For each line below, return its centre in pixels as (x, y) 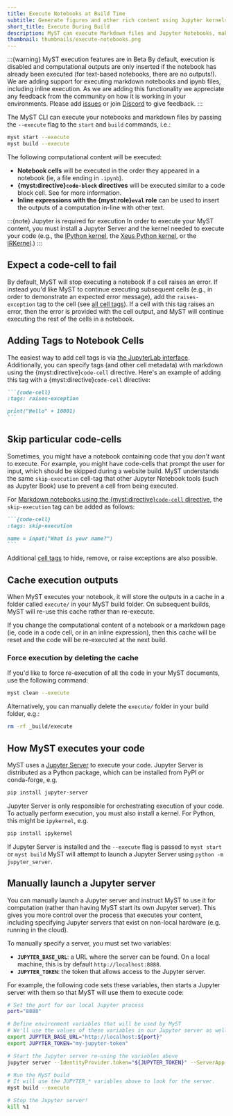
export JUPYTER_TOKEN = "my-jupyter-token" (68, 1043)
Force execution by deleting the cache (73, 658)
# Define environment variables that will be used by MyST (94, 1024)
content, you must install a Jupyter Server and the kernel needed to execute (116, 228)
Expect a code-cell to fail (62, 265)
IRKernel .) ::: (25, 243)
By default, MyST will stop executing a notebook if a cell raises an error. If (113, 282)
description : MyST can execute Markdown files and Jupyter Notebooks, (111, 33)
